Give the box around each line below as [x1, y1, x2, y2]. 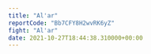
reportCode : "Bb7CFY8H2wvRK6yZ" [8, 19, 115, 27]
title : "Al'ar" [8, 11, 59, 20]
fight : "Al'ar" [8, 26, 59, 34]
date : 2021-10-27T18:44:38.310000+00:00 [8, 33, 144, 42]
